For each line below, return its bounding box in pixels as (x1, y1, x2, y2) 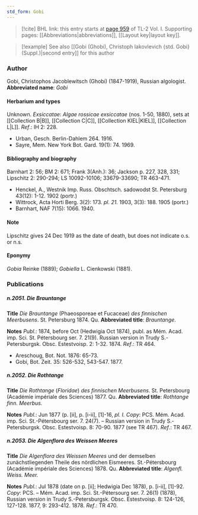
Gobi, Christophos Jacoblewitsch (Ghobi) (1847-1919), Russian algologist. (7, 77, 186, 85)
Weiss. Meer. (7, 471, 39, 478)
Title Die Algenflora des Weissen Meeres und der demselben (7, 452, 156, 459)
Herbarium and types (7, 98, 61, 105)
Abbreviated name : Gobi (7, 84, 68, 91)
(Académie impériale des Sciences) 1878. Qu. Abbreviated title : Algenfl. (7, 465, 183, 472)
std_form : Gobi (7, 8, 44, 15)
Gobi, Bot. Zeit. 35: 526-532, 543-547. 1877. (15, 358, 123, 365)
